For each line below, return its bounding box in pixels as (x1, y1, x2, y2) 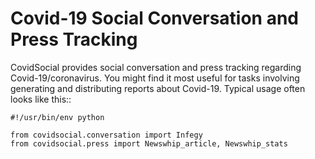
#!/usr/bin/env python (10, 112, 105, 122)
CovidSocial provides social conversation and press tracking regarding (10, 61, 302, 73)
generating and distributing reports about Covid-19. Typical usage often (10, 82, 306, 94)
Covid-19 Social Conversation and (10, 7, 299, 30)
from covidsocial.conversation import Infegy (10, 130, 203, 140)
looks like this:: (10, 93, 72, 105)
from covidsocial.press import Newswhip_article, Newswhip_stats (10, 138, 288, 149)
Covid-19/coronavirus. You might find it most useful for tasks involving (10, 72, 300, 84)
